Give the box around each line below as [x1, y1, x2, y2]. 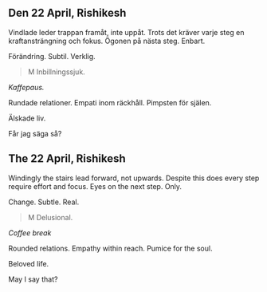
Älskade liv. [8, 113, 46, 123]
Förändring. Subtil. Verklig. [8, 51, 96, 61]
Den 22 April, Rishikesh [8, 6, 127, 20]
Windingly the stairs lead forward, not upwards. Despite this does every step [8, 173, 260, 183]
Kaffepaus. [8, 82, 45, 92]
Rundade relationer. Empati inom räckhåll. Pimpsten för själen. [8, 97, 212, 107]
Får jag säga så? [8, 128, 62, 138]
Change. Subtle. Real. [8, 197, 80, 207]
